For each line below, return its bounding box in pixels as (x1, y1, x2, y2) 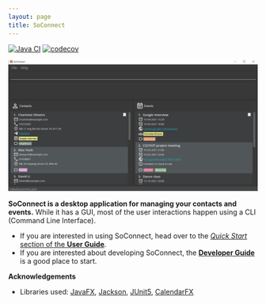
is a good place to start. (19, 256, 97, 266)
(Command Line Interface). (8, 216, 97, 226)
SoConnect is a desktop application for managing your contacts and (8, 199, 237, 209)
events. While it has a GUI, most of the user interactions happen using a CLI (8, 207, 256, 217)
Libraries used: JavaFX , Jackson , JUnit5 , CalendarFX (19, 287, 194, 297)
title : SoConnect (8, 21, 66, 29)
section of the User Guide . (19, 240, 107, 249)
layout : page (8, 13, 51, 21)
